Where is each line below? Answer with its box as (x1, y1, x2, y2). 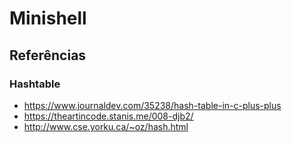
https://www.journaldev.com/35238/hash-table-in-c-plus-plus (23, 99, 282, 111)
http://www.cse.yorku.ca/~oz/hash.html (23, 120, 189, 132)
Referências (9, 47, 87, 64)
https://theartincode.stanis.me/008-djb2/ (23, 110, 194, 122)
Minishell (9, 7, 87, 30)
